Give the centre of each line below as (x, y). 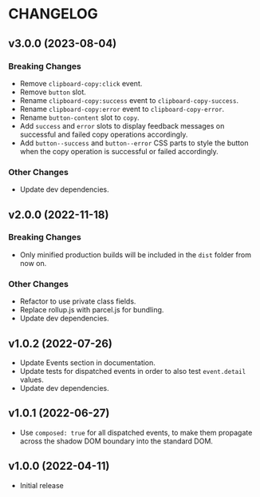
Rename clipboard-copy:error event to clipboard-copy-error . (122, 109)
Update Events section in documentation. (87, 362)
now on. (33, 263)
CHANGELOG (53, 14)
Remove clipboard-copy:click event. (81, 83)
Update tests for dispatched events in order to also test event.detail (133, 371)
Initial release (41, 485)
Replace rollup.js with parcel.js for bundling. (92, 310)
